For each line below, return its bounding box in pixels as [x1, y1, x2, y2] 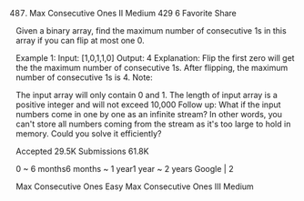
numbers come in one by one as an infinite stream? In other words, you [15, 109, 282, 119]
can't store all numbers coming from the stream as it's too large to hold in [15, 118, 291, 129]
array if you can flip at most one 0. [15, 35, 145, 45]
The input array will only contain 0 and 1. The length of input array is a [15, 90, 278, 100]
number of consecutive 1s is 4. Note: [15, 72, 154, 83]
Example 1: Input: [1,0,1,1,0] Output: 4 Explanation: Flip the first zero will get [15, 53, 295, 63]
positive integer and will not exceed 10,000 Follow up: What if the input [15, 99, 281, 110]
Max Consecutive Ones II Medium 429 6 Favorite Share [28, 8, 237, 18]
